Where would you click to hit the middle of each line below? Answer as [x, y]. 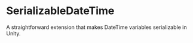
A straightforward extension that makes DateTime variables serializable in [96, 27]
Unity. [13, 33]
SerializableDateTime [60, 11]
